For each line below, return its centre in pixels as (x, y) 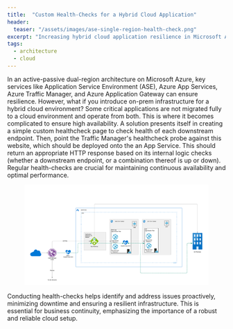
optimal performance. (38, 175)
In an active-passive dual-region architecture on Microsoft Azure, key (106, 79)
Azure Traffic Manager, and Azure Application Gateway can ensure (103, 94)
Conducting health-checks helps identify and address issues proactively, (112, 296)
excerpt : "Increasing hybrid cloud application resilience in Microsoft (114, 37)
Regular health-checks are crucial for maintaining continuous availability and (116, 167)
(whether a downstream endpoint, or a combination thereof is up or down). (114, 160)
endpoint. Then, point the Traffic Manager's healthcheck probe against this (114, 138)
